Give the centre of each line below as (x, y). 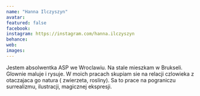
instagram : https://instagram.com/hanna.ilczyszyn (70, 34)
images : (16, 51)
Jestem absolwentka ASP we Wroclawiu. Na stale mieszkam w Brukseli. (95, 67)
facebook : (19, 28)
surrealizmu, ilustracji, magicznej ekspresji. (59, 86)
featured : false (26, 23)
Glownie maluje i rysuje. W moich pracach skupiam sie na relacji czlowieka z (100, 74)
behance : (17, 39)
